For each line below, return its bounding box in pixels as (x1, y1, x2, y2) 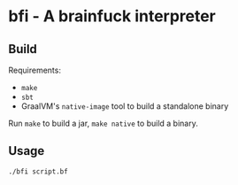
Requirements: (8, 65, 61, 75)
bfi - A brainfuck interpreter (8, 6, 216, 27)
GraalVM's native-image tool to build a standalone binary (20, 101, 229, 112)
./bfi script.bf (8, 166, 68, 176)
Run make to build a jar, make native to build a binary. (8, 118, 198, 128)
